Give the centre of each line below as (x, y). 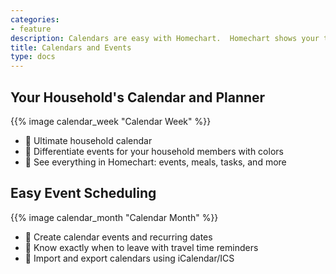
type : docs (33, 57)
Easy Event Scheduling (83, 193)
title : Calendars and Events (71, 47)
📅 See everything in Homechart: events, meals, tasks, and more (155, 162)
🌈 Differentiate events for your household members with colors (154, 151)
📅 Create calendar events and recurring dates (118, 237)
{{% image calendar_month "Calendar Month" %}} (114, 217)
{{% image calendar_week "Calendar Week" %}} (111, 121)
